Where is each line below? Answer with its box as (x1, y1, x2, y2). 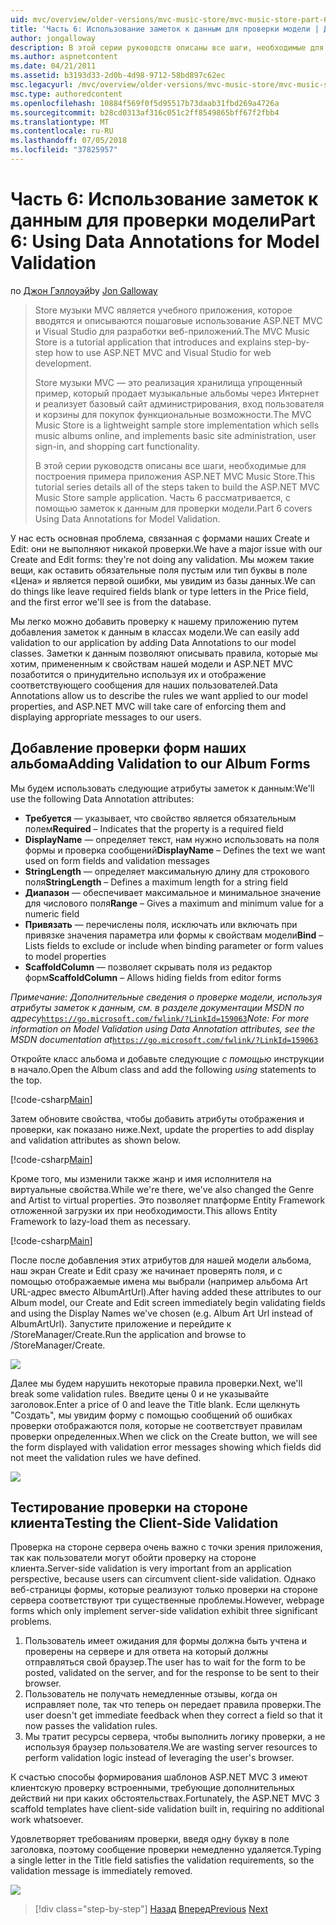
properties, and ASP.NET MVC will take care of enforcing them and (10, 700, 287, 712)
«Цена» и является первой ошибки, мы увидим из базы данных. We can (10, 574, 316, 586)
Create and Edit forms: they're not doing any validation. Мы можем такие (10, 553, 315, 565)
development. (34, 357, 92, 369)
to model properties (24, 950, 107, 962)
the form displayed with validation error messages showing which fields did (10, 1441, 322, 1453)
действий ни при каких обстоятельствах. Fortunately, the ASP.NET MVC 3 (10, 1792, 320, 1805)
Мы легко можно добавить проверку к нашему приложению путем (10, 615, 299, 627)
